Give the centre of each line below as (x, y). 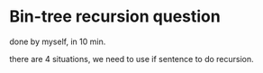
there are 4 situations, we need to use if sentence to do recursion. (131, 59)
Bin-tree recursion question (115, 17)
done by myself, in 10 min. (58, 41)
